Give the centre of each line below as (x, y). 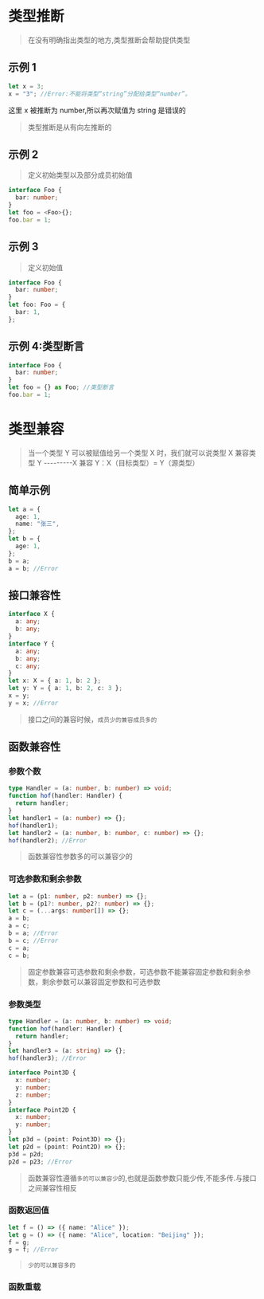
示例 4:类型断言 (47, 346)
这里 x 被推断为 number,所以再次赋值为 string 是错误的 (97, 110)
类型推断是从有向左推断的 (70, 127)
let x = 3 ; (26, 86)
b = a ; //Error (33, 933)
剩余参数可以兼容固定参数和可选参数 (101, 982)
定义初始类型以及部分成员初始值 (80, 175)
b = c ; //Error (33, 940)
